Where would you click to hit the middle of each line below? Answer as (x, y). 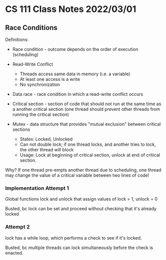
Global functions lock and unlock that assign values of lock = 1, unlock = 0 (82, 199)
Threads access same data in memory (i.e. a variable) (75, 74)
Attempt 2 (17, 227)
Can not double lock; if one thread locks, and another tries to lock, (88, 144)
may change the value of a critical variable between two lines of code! (77, 175)
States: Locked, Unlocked (46, 139)
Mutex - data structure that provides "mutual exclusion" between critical (86, 124)
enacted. (14, 253)
